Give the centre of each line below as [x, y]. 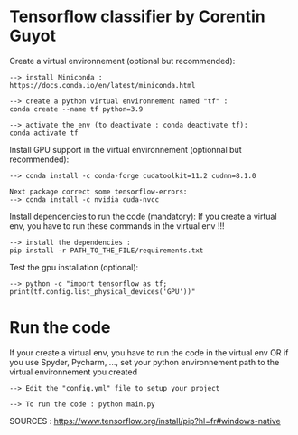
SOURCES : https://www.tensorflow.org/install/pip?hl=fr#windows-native [145, 421]
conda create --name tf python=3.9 [76, 109]
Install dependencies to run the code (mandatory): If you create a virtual [143, 216]
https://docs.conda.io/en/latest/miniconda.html [102, 85]
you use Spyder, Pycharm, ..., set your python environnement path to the [144, 362]
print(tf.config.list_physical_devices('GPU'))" [102, 291]
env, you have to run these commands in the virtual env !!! [117, 226]
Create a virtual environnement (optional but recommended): [122, 61]
